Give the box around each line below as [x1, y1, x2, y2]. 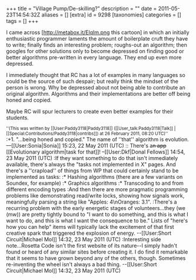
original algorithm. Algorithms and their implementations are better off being [6, 91, 191, 97]
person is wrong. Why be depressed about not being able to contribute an [6, 84, 185, 91]
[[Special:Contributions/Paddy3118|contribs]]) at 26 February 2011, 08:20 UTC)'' [6, 131, 168, 136]
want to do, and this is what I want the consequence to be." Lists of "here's [6, 217, 188, 224]
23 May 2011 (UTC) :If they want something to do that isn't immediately [6, 155, 178, 161]
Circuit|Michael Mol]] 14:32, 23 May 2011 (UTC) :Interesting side [6, 236, 161, 243]
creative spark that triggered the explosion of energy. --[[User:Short [6, 229, 172, 236]
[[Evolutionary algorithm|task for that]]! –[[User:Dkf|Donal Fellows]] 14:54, [6, 148, 185, 155]
